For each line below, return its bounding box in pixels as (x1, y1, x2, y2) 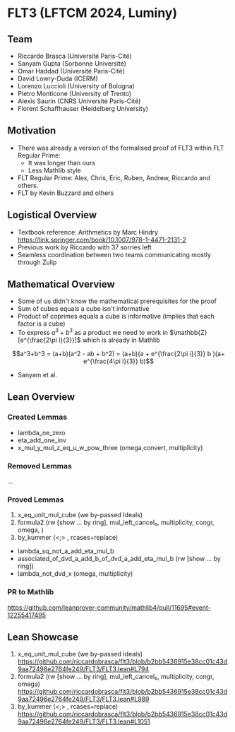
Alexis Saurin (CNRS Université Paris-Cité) (17, 97, 141, 105)
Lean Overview (7, 391, 76, 403)
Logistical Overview (7, 209, 97, 221)
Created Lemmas (7, 412, 68, 422)
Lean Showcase (7, 631, 79, 644)
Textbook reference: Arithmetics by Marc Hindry (17, 228, 159, 236)
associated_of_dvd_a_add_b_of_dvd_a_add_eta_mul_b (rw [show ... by (17, 555, 221, 563)
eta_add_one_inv (17, 436, 67, 444)
